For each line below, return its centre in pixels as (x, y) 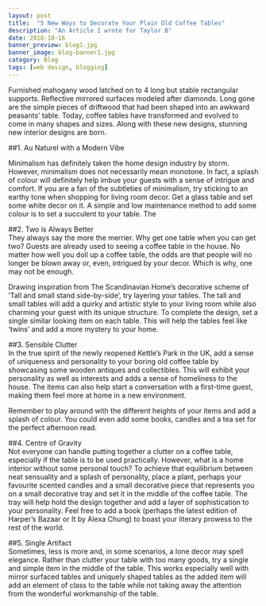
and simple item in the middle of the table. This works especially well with (128, 568)
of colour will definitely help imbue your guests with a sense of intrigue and (131, 180)
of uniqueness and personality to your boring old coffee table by (114, 361)
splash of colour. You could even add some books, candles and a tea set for (132, 419)
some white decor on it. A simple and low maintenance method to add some (132, 205)
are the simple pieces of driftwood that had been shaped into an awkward (129, 107)
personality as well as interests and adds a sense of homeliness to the (123, 378)
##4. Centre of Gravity (45, 443)
